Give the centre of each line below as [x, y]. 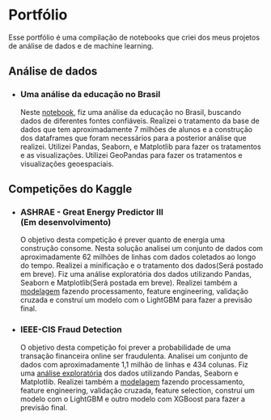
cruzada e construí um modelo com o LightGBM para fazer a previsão [136, 300]
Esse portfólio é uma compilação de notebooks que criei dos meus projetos [134, 37]
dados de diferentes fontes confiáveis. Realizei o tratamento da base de [140, 121]
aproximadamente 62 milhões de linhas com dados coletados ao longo [138, 257]
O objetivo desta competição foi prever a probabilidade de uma [125, 347]
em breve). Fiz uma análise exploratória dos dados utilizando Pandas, [136, 274]
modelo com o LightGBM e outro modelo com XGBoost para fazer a [132, 399]
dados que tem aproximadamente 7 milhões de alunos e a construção [136, 129]
